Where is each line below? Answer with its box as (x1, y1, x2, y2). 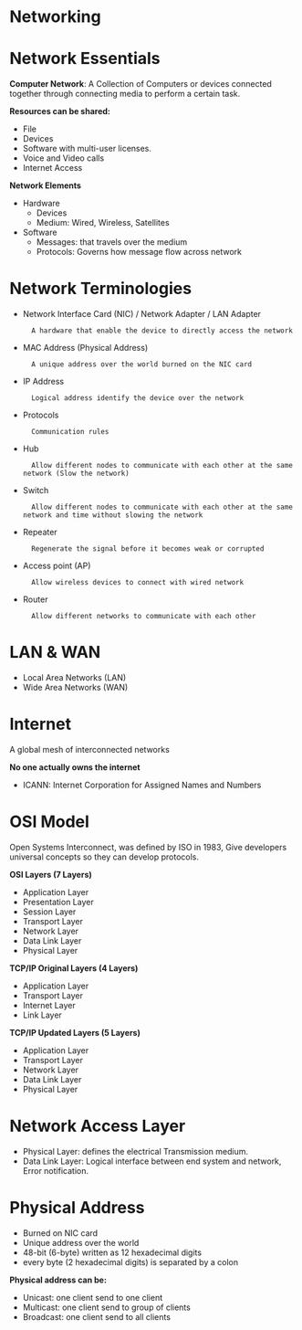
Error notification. (22, 1165, 89, 1176)
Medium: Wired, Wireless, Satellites (36, 217, 171, 228)
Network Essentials (9, 48, 161, 69)
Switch (22, 485, 49, 496)
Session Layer (22, 906, 77, 917)
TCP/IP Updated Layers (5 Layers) (9, 1027, 141, 1038)
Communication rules (31, 427, 109, 437)
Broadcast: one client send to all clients (22, 1311, 172, 1322)
